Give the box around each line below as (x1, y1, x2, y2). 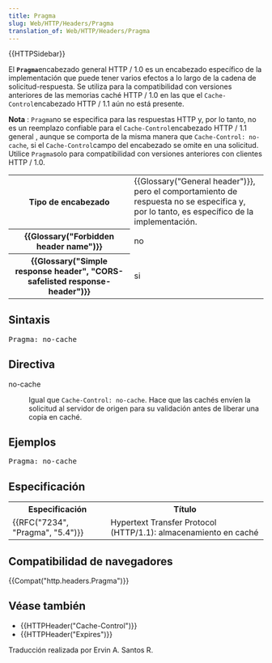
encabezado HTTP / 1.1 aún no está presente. (33, 99, 185, 109)
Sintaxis (8, 313, 51, 327)
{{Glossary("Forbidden (23, 230, 115, 242)
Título (173, 504, 197, 515)
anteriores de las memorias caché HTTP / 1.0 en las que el (8, 91, 203, 100)
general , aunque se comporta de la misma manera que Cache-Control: (8, 132, 245, 141)
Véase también (8, 599, 87, 613)
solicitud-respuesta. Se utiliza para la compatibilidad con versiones (8, 82, 232, 91)
